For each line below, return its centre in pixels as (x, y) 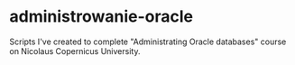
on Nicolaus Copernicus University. (75, 51)
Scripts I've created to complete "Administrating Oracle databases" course (148, 42)
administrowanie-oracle (101, 17)
